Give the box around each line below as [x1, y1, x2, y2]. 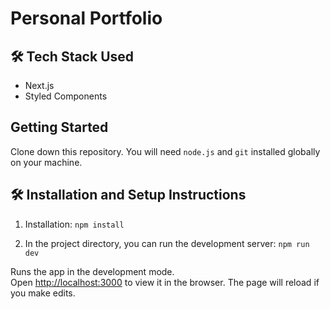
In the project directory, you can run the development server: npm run [24, 237, 310, 249]
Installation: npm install [24, 218, 125, 230]
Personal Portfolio [10, 7, 163, 30]
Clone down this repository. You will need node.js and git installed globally [10, 145, 321, 157]
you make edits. [10, 287, 76, 299]
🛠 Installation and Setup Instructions [10, 187, 247, 204]
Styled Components [24, 90, 108, 102]
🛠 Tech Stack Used [10, 48, 135, 65]
